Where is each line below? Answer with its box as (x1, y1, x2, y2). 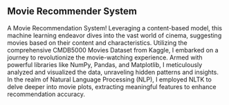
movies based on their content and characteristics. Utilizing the (7, 38, 188, 47)
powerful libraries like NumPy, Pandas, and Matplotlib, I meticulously (7, 60, 203, 68)
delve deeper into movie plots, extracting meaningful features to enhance (7, 82, 217, 90)
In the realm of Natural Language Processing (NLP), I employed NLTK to (7, 75, 212, 84)
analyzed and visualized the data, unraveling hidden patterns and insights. (7, 68, 219, 76)
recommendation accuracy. (7, 90, 85, 98)
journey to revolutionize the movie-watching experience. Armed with (7, 53, 203, 61)
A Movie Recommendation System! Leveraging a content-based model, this (7, 23, 223, 32)
